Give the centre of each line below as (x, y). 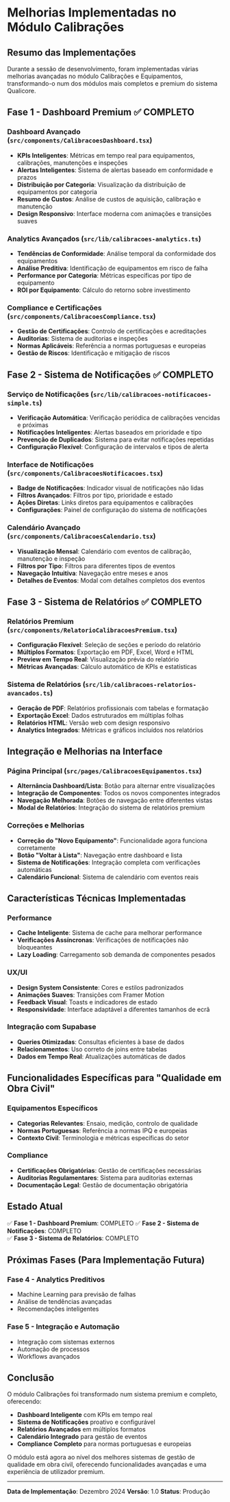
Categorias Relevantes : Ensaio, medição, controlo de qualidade (107, 1123)
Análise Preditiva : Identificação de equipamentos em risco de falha (112, 268)
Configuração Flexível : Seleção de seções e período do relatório (109, 645)
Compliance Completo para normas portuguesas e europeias (104, 1444)
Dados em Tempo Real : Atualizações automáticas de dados (101, 1056)
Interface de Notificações (51, 464)
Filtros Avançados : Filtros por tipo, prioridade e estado (95, 496)
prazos (27, 177)
